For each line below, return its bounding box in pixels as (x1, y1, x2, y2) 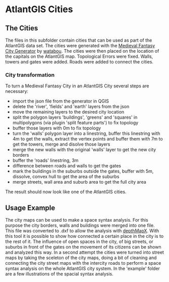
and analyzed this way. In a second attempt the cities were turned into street (5, 250, 164, 256)
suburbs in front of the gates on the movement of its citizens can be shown (5, 244, 161, 250)
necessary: (5, 88, 29, 94)
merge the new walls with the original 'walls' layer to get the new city (12, 147, 156, 153)
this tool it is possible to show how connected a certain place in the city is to (5, 233, 164, 239)
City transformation (5, 71, 54, 78)
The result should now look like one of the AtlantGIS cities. (5, 189, 127, 195)
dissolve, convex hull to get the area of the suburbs (12, 173, 120, 180)
